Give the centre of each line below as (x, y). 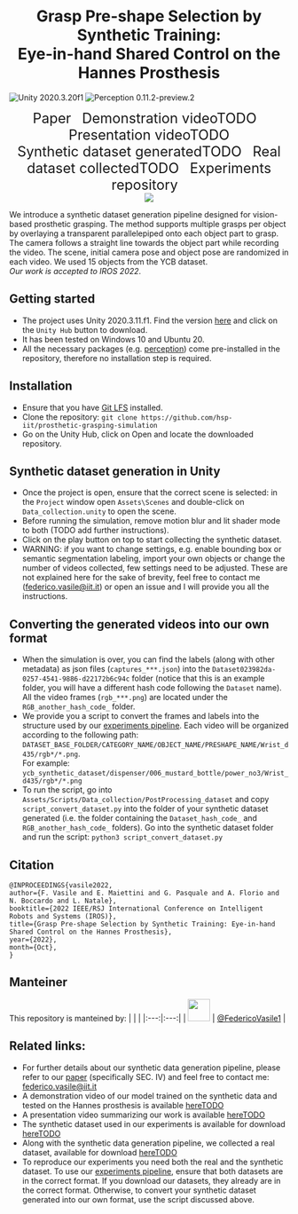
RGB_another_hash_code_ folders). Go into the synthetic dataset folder (148, 828)
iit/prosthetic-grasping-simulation (90, 425)
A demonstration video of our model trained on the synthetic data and (149, 1096)
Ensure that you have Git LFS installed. (92, 407)
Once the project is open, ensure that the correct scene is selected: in (149, 493)
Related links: (47, 1046)
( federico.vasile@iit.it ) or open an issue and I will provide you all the (145, 587)
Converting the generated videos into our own (139, 624)
